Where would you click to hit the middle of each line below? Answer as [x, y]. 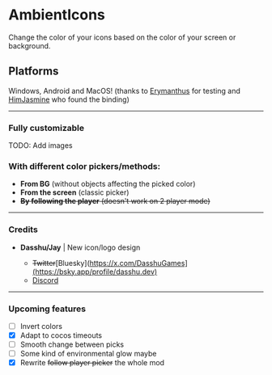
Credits [23, 230]
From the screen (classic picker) [74, 192]
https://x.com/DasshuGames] [138, 263]
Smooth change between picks [72, 344]
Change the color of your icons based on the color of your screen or [122, 37]
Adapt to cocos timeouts [61, 335]
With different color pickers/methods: [84, 166]
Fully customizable [47, 128]
